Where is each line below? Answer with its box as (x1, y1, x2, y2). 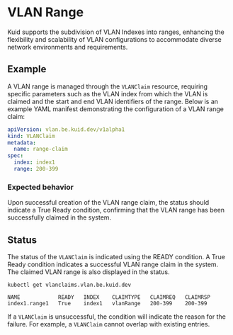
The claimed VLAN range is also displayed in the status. (7, 267, 170, 276)
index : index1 (13, 159, 55, 166)
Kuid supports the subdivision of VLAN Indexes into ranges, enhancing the (7, 28, 225, 36)
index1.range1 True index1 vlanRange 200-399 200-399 (7, 300, 208, 307)
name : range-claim (13, 146, 69, 153)
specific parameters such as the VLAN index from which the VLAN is (7, 89, 208, 98)
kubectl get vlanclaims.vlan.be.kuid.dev (7, 281, 132, 288)
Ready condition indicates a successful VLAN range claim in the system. (7, 260, 219, 268)
